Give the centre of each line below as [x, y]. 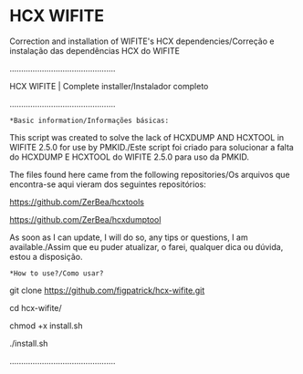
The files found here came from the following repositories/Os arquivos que [150, 174]
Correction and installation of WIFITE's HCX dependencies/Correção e [142, 41]
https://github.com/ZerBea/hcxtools [77, 202]
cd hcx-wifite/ [36, 307]
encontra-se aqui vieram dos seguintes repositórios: [108, 184]
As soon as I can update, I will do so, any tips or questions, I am [129, 237]
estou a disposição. [46, 256]
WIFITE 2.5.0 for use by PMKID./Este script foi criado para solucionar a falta [151, 147]
